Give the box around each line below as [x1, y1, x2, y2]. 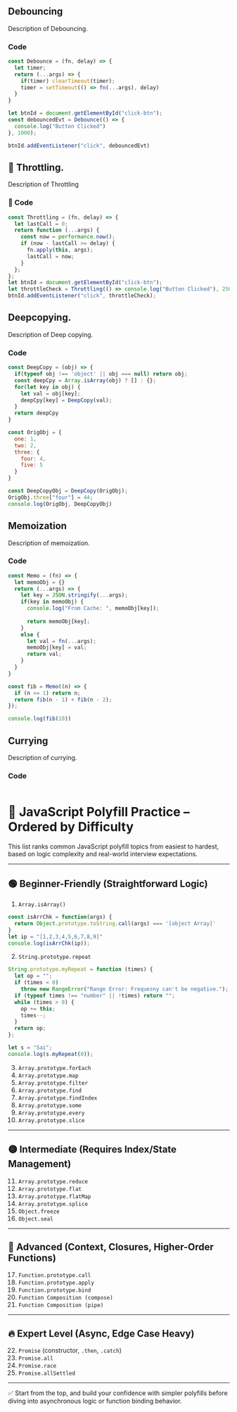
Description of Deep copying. [8, 330, 94, 338]
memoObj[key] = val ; [26, 644, 87, 651]
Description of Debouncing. [8, 24, 89, 32]
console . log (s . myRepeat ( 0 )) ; [8, 1050, 94, 1057]
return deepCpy [14, 409, 59, 417]
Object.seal [18, 1215, 53, 1223]
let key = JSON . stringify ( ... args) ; [20, 592, 129, 599]
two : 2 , [14, 442, 37, 449]
